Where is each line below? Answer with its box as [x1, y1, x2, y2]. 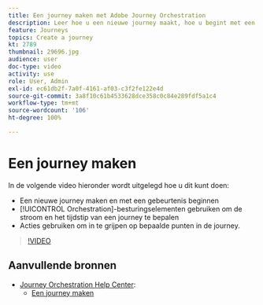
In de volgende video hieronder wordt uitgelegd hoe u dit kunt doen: [8, 180, 230, 189]
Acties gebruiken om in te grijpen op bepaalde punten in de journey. [19, 221, 240, 230]
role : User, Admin [8, 77, 69, 85]
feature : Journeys [8, 26, 69, 34]
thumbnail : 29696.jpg [8, 48, 80, 56]
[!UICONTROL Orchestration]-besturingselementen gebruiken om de [19, 204, 243, 213]
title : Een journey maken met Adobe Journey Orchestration [8, 11, 206, 20]
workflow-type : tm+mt [8, 99, 80, 107]
